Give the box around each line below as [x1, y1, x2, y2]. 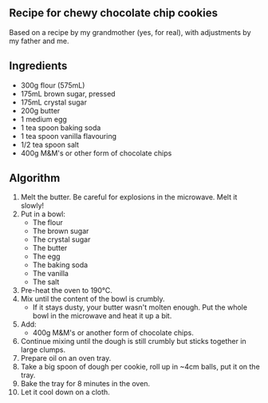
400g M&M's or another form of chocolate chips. [32, 328, 194, 338]
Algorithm [9, 172, 61, 185]
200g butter [20, 105, 61, 115]
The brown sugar [32, 227, 89, 236]
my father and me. [9, 36, 70, 45]
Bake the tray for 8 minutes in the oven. [20, 379, 151, 389]
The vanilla [32, 269, 69, 279]
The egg [32, 251, 61, 262]
